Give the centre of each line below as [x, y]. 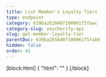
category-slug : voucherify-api [45, 29]
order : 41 [19, 51]
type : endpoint [25, 17]
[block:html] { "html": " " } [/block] [48, 68]
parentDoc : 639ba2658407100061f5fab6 [53, 40]
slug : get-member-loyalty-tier [45, 34]
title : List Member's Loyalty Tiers [52, 12]
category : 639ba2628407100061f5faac [52, 23]
